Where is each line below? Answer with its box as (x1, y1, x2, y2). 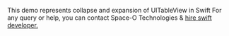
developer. (7, 21, 39, 29)
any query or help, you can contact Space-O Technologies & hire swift (7, 13, 212, 22)
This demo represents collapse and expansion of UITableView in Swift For (7, 6, 222, 14)
